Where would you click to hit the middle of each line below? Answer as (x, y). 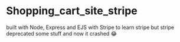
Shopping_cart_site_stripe (72, 11)
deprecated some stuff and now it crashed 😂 (61, 33)
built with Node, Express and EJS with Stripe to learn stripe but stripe (90, 27)
